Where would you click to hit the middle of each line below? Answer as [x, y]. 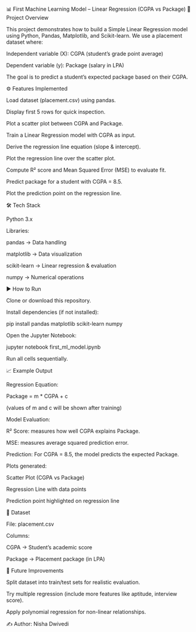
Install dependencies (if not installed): [53, 312]
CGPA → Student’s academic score [49, 547]
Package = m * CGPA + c [37, 396]
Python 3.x [19, 219]
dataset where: [25, 42]
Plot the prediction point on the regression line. [64, 193]
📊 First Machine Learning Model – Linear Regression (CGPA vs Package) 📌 [99, 9]
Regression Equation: [32, 384]
